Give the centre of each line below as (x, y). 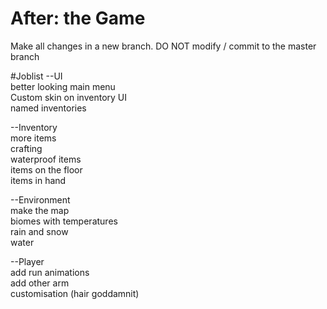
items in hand (38, 180)
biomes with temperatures (64, 221)
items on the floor (46, 169)
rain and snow (39, 231)
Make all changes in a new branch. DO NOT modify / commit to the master (163, 46)
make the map (40, 210)
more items (33, 138)
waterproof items (46, 159)
